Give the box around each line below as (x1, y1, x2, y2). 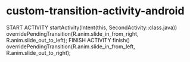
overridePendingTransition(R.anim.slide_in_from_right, (6, 30, 139, 37)
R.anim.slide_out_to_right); (6, 49, 71, 56)
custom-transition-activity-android (6, 4, 185, 18)
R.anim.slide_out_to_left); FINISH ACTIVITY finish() (6, 36, 130, 44)
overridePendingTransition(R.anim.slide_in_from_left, (6, 43, 135, 50)
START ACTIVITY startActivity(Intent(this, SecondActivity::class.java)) (6, 24, 177, 31)
